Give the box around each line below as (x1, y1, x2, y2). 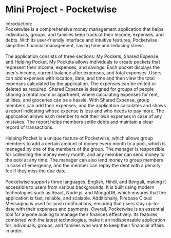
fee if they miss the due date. (5, 168, 67, 174)
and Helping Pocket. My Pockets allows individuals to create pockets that (5, 58, 160, 65)
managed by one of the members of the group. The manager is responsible (5, 146, 165, 152)
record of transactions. (5, 124, 54, 130)
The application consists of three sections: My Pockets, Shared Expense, (5, 53, 160, 60)
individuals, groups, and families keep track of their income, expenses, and (5, 31, 164, 37)
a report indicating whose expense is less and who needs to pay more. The (5, 108, 164, 114)
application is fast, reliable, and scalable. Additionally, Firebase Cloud (5, 195, 152, 201)
